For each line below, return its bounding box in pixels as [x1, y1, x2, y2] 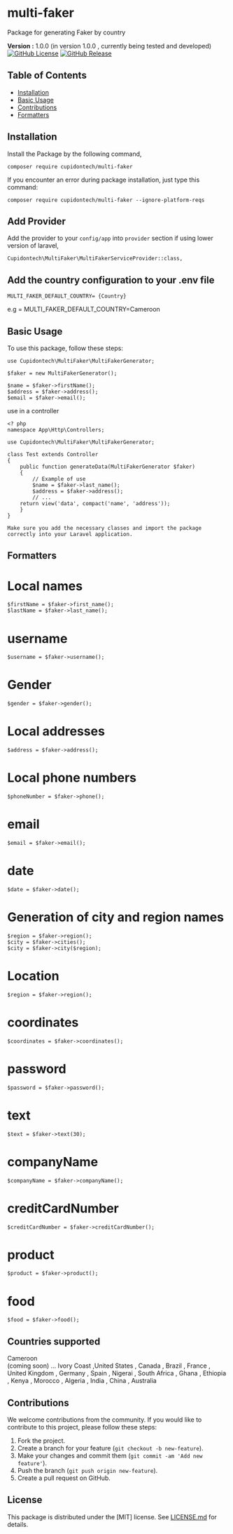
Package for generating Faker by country [7, 28, 126, 36]
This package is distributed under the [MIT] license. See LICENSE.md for [7, 1512, 217, 1521]
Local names [7, 578, 83, 594]
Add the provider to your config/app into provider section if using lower [7, 234, 213, 243]
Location [7, 968, 59, 984]
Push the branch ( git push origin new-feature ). [17, 1467, 158, 1475]
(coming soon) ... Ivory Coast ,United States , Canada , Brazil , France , [7, 1361, 211, 1370]
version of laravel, [7, 241, 59, 250]
